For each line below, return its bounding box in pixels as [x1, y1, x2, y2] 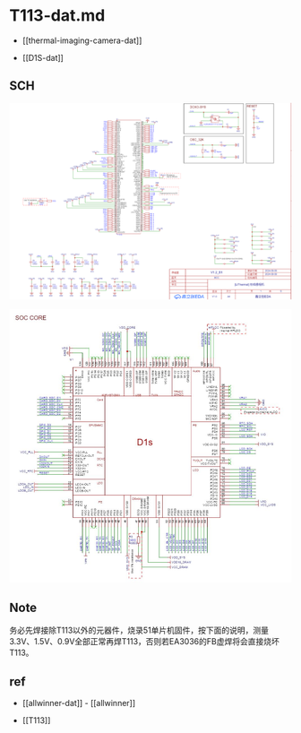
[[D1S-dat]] [21, 52, 64, 63]
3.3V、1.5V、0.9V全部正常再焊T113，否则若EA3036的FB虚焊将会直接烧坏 [9, 636, 279, 647]
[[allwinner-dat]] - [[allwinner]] [21, 698, 136, 709]
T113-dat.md [9, 5, 106, 26]
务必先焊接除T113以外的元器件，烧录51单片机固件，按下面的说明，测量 [9, 625, 270, 636]
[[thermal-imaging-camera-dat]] [21, 35, 142, 46]
